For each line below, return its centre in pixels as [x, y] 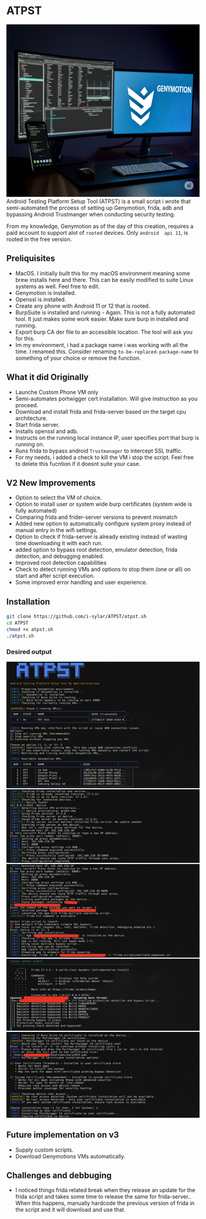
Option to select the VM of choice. [59, 498]
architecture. [31, 418]
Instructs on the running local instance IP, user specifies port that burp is [107, 438]
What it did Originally [48, 377]
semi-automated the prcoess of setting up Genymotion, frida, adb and [95, 208]
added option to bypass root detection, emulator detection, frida [96, 550]
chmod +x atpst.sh [30, 629]
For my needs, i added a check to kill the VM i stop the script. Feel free [105, 457]
